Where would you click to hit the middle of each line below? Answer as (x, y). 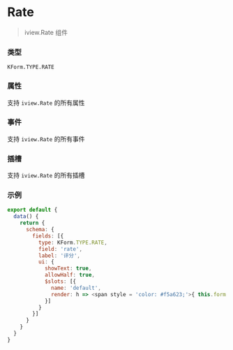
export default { (32, 210)
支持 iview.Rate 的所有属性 (46, 103)
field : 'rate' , (60, 249)
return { (32, 223)
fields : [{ (48, 236)
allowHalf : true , (70, 275)
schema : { (40, 230)
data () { (26, 217)
